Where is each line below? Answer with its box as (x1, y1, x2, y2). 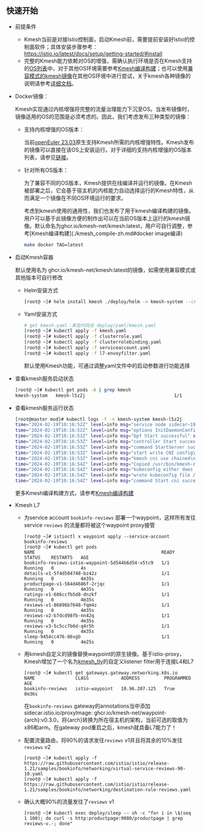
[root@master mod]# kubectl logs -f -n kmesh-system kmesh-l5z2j (14, 416, 182, 422)
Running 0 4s (23, 566, 87, 572)
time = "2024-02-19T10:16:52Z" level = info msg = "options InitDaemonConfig (14, 427, 198, 433)
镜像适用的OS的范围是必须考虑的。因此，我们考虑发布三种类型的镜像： (14, 113, 191, 120)
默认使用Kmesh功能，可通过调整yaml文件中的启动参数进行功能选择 (23, 362, 191, 369)
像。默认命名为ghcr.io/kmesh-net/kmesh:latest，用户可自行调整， (23, 222, 188, 229)
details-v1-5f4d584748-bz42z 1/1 (23, 570, 170, 577)
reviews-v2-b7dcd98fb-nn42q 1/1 (23, 613, 170, 619)
